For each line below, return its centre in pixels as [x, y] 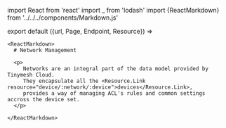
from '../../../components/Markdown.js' [63, 18]
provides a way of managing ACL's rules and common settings [114, 94]
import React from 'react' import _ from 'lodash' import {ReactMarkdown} [113, 10]
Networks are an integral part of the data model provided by [116, 69]
